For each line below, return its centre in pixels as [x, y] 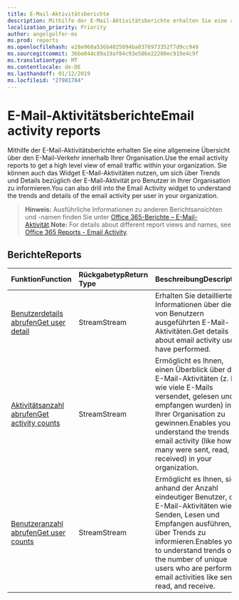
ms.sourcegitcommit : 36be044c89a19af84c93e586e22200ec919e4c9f [103, 54]
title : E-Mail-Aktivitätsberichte [59, 14]
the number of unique [191, 559]
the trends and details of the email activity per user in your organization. [113, 196]
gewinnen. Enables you [193, 423]
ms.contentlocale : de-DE [44, 67]
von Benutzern [180, 314]
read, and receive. [185, 586]
